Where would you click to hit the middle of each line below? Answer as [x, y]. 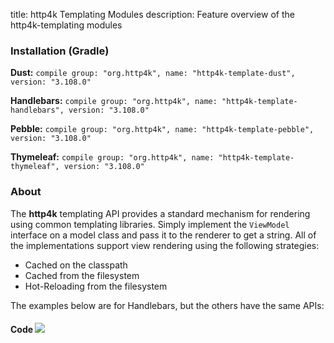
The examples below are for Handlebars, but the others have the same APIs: [167, 305]
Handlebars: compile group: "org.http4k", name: [114, 101]
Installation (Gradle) [60, 51]
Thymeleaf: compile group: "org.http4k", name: [112, 157]
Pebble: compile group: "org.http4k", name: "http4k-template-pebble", [162, 129]
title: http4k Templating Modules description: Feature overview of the [152, 14]
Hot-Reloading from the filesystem [96, 286]
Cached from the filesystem [82, 275]
